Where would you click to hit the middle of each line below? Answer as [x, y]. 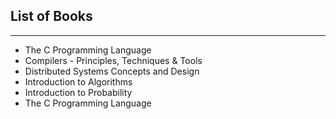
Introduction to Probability [78, 92]
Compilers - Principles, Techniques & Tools [113, 60]
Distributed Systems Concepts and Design [112, 71]
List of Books [51, 16]
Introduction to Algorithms [78, 81]
